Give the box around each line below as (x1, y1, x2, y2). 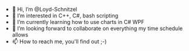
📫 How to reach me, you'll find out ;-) (12, 38, 107, 45)
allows (12, 31, 28, 38)
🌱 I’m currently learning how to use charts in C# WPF (12, 19, 145, 25)
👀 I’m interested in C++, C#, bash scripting (12, 12, 119, 19)
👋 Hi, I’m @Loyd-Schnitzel (12, 6, 78, 13)
